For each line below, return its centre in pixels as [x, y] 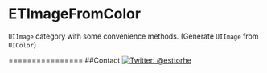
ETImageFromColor [75, 14]
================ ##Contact [64, 60]
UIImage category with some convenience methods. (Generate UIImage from [133, 36]
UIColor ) [23, 44]
